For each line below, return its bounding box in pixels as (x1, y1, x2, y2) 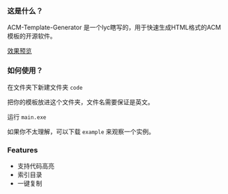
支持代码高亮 (17, 161, 54, 170)
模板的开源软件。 (7, 32, 56, 40)
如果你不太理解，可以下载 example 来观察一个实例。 (7, 127, 155, 136)
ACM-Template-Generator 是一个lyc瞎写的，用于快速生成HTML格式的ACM (7, 23, 222, 32)
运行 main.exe (7, 113, 47, 121)
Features (7, 145, 38, 154)
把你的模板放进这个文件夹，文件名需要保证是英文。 (7, 97, 154, 106)
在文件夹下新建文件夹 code (7, 83, 83, 91)
